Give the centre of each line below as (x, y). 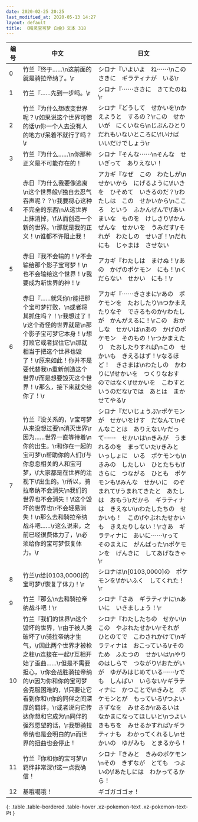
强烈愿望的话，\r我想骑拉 (57, 726)
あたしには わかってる (146, 772)
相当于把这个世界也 (49, 352)
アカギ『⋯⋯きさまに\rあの (136, 294)
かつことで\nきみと (148, 690)
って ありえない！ (136, 163)
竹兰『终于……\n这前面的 (57, 70)
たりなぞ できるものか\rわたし (142, 312)
